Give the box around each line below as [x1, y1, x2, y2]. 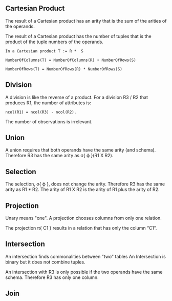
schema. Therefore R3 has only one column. [5, 274, 99, 280]
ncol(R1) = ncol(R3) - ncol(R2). [5, 109, 77, 115]
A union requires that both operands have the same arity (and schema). [5, 147, 156, 153]
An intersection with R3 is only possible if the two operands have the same [5, 269, 163, 275]
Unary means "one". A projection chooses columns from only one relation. [5, 215, 162, 221]
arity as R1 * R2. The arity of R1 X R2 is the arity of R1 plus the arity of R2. [5, 186, 160, 193]
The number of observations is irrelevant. [5, 118, 93, 125]
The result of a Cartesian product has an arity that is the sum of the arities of [5, 17, 167, 24]
